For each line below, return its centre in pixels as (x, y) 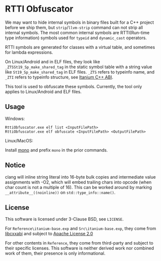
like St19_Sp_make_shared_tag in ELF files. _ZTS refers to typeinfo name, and (80, 72)
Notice (15, 165)
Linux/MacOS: (19, 140)
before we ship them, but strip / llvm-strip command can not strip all (74, 27)
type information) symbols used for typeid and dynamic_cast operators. (76, 38)
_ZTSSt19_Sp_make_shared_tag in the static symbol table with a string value (79, 67)
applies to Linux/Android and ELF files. (43, 92)
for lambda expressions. (29, 52)
